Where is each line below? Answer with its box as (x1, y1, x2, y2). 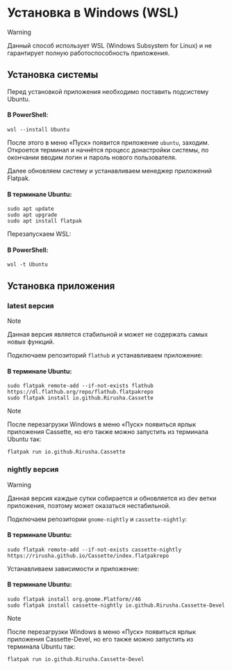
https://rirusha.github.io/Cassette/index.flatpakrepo (7, 552, 169, 559)
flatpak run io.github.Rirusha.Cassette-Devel (7, 655, 144, 662)
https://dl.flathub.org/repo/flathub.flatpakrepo (7, 388, 154, 396)
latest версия (7, 301, 54, 310)
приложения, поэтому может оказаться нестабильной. (7, 501, 171, 509)
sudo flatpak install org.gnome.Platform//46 (7, 596, 141, 603)
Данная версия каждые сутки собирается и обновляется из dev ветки (7, 494, 217, 502)
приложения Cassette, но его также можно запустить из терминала (7, 428, 208, 436)
